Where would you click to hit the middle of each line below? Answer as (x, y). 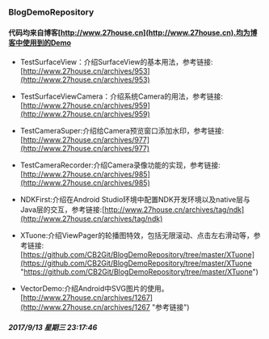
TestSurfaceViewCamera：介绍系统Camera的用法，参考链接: (122, 96)
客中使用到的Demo (40, 42)
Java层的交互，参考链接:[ (62, 210)
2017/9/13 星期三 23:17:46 (53, 327)
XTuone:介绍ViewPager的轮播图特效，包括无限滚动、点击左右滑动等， (137, 235)
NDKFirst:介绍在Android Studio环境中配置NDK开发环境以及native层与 (135, 200)
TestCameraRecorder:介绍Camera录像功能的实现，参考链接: (120, 165)
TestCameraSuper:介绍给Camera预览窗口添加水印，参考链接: (122, 131)
